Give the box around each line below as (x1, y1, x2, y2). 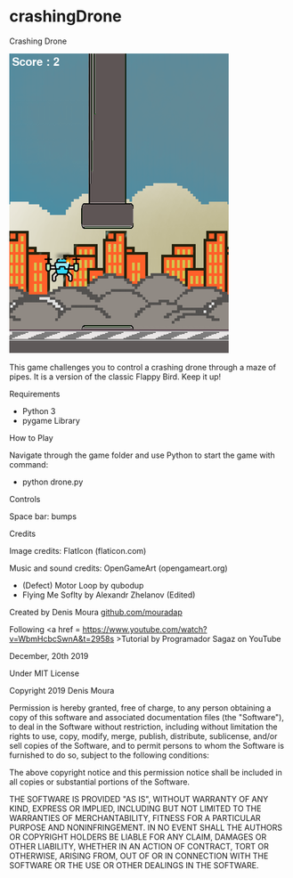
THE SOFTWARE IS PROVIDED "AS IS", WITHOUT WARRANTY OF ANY (9, 793, 269, 804)
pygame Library (21, 415, 80, 426)
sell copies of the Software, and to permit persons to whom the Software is (9, 740, 285, 751)
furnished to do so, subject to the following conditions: (9, 750, 209, 760)
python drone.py (21, 476, 84, 487)
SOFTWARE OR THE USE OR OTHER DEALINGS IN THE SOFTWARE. (9, 859, 259, 870)
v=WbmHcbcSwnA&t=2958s (9, 633, 115, 644)
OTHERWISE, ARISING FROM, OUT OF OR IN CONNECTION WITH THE (9, 850, 269, 861)
